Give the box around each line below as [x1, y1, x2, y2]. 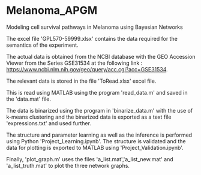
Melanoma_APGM [6, 4, 98, 17]
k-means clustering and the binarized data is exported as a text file [6, 113, 172, 120]
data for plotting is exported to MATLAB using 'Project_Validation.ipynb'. [6, 144, 184, 151]
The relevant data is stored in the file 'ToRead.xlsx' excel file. [6, 77, 157, 85]
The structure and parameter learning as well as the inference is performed [6, 131, 193, 138]
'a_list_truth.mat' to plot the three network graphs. [6, 162, 130, 169]
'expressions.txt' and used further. [6, 119, 92, 126]
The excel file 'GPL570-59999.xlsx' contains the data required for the [6, 35, 178, 42]
